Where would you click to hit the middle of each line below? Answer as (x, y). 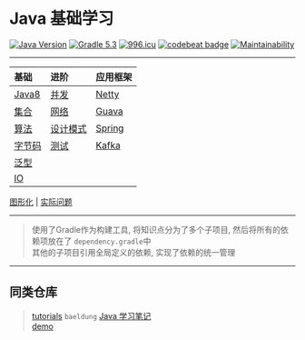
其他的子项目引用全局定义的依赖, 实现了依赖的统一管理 (133, 252)
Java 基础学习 (62, 19)
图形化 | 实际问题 (41, 202)
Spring (110, 128)
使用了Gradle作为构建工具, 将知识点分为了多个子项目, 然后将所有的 (156, 229)
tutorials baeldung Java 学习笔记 (91, 315)
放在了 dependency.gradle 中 (99, 241)
